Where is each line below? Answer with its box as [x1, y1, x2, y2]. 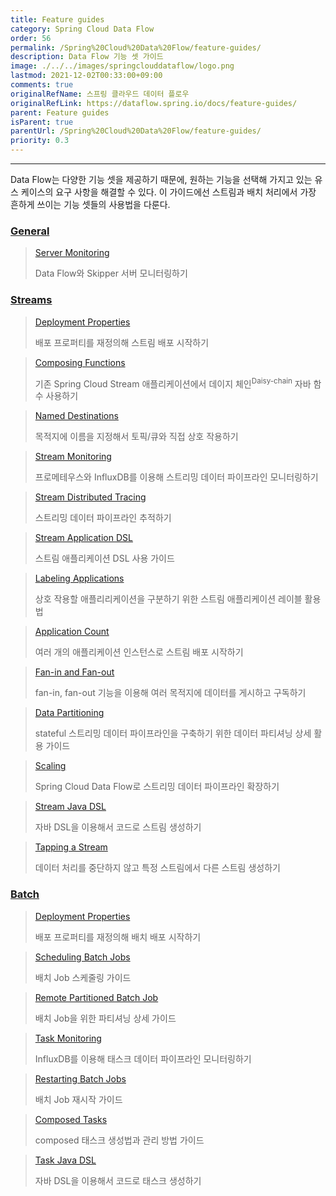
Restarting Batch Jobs [34, 1072, 127, 1085]
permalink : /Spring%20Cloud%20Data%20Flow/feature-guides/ [10, 42, 262, 53]
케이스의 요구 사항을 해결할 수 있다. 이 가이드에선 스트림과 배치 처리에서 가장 [20, 186, 317, 198]
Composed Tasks [34, 1113, 108, 1125]
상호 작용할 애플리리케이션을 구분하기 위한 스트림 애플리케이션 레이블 [34, 593, 303, 605]
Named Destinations [34, 410, 119, 422]
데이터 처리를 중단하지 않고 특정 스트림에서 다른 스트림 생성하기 [34, 862, 281, 874]
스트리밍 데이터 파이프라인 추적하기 [34, 512, 172, 524]
